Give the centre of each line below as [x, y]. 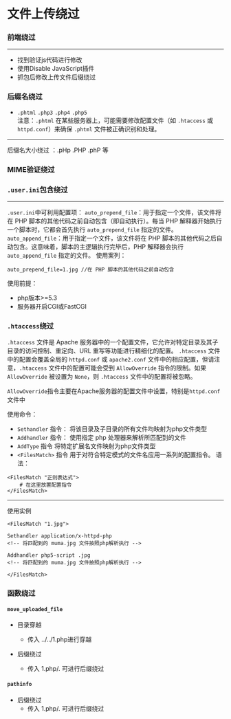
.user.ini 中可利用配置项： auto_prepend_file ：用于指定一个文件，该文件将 [114, 212]
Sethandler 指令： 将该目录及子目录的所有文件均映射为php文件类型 [112, 429]
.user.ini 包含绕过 [37, 190]
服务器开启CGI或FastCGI [52, 306]
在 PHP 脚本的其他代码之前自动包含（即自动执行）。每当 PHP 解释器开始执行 [114, 221]
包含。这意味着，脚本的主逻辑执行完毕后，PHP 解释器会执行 [98, 247]
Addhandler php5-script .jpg [49, 555]
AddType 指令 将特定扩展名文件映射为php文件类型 [86, 446]
